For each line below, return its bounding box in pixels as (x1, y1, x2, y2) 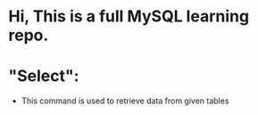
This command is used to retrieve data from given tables (21, 95, 229, 106)
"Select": (8, 66, 79, 86)
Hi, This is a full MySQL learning (8, 6, 250, 27)
